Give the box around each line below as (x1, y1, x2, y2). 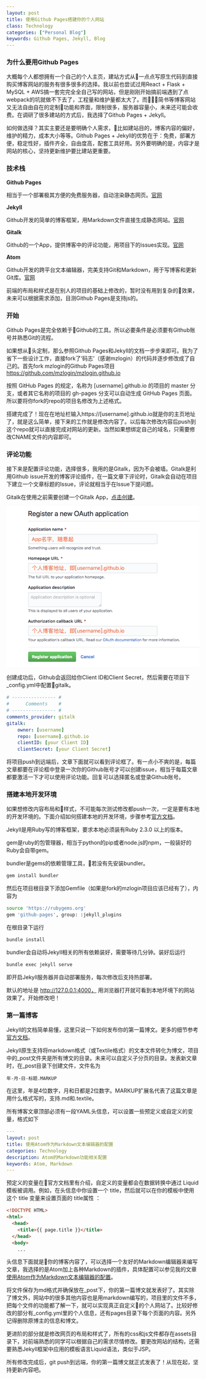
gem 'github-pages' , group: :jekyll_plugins (6, 912, 122, 918)
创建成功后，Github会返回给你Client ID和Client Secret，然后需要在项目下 (6, 674, 190, 681)
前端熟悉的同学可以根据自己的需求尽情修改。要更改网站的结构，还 (27, 1338, 194, 1345)
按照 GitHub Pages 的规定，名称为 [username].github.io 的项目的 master (6, 382, 189, 390)
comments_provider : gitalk (6, 713, 75, 720)
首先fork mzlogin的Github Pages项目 (22, 363, 115, 370)
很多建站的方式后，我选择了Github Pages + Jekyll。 (38, 111, 170, 119)
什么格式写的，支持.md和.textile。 (11, 1095, 97, 1102)
